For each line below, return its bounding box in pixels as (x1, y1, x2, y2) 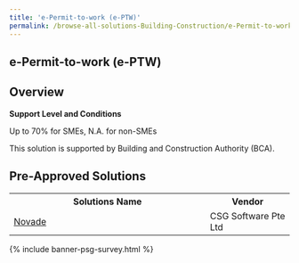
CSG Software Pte (209, 210, 286, 222)
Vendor (230, 195, 264, 208)
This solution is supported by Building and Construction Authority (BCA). (9, 143, 275, 153)
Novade (13, 215, 47, 227)
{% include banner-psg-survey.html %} (9, 243, 154, 254)
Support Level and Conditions (9, 108, 122, 119)
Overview (9, 85, 65, 100)
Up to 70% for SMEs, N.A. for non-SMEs (9, 126, 158, 136)
